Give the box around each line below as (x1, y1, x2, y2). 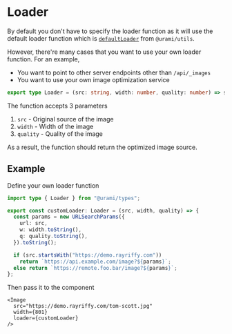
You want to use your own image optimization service (17, 75, 171, 83)
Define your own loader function (7, 181, 99, 190)
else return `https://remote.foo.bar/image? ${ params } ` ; (13, 264, 177, 271)
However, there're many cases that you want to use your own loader (7, 48, 202, 56)
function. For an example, (7, 55, 80, 63)
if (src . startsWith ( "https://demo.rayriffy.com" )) (13, 251, 162, 259)
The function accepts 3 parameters (7, 101, 108, 110)
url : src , (19, 220, 48, 227)
